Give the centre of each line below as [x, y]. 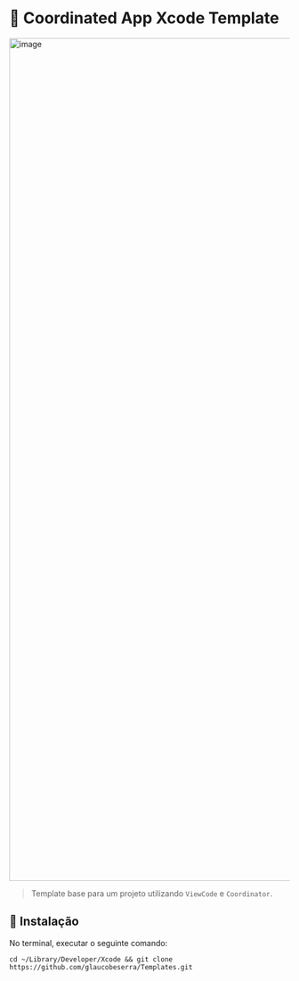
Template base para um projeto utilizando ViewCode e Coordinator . [152, 893]
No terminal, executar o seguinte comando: [89, 943]
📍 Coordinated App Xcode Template [144, 18]
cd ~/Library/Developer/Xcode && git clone [91, 959]
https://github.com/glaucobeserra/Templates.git [101, 967]
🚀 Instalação [44, 922]
